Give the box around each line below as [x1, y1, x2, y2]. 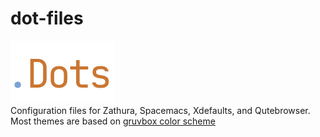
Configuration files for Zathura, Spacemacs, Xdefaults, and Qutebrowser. [10, 104, 311, 116]
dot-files [10, 7, 84, 30]
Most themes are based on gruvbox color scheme [10, 115, 216, 127]
